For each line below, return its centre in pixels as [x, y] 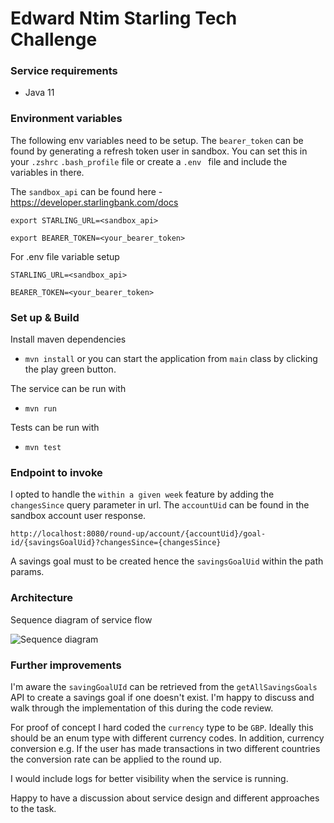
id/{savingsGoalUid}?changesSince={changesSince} [116, 543]
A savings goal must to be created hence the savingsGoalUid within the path [167, 561]
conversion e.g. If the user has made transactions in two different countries [165, 748]
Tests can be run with [55, 428]
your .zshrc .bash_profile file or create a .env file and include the [149, 161]
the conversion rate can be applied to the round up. [116, 759]
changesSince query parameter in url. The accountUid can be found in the [160, 505]
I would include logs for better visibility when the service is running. [149, 778]
